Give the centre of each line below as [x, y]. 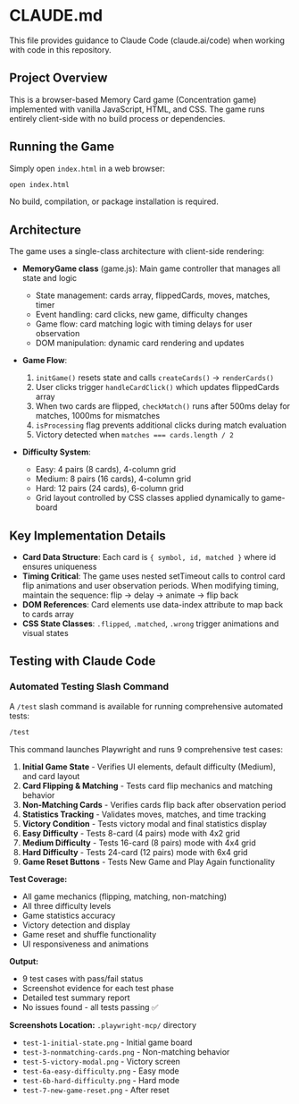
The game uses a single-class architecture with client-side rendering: [137, 251]
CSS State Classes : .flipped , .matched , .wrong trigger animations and [150, 624]
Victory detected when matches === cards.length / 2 [134, 435]
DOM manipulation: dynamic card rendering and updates [140, 343]
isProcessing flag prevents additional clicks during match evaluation [161, 425]
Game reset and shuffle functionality [89, 934]
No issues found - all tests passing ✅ [90, 1006]
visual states [45, 633]
